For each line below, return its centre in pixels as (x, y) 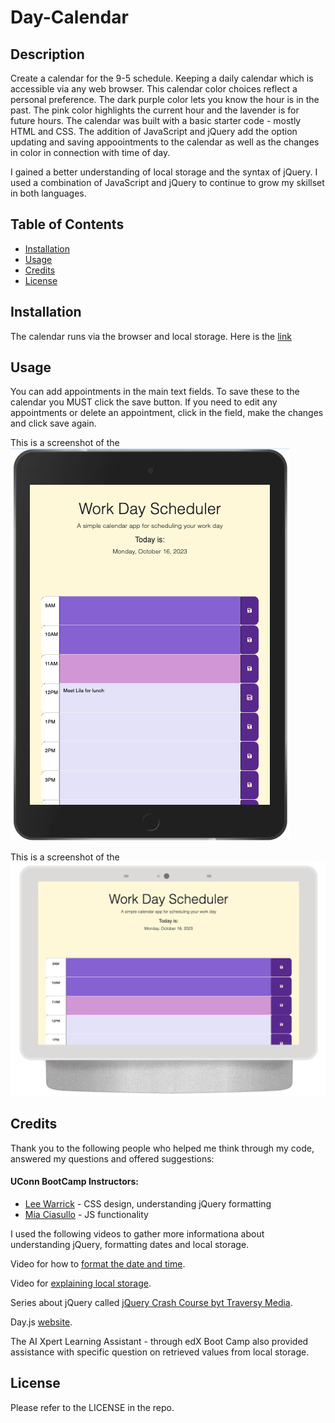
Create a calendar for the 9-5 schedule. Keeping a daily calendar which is (162, 78)
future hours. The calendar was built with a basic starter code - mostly (156, 120)
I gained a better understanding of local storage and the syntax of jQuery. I (164, 172)
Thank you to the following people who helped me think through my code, (162, 1148)
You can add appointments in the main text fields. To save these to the (155, 392)
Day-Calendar (69, 17)
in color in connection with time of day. (90, 152)
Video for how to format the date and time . (98, 1264)
